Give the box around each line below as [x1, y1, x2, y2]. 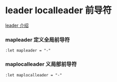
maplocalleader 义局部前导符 [5, 61, 77, 68]
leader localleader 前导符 [5, 5, 112, 16]
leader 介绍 [5, 22, 29, 28]
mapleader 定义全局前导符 [5, 36, 70, 43]
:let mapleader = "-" [5, 48, 51, 53]
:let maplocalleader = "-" [5, 72, 62, 77]
